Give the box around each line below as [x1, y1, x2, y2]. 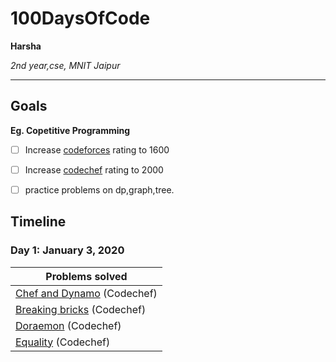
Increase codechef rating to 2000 [24, 163, 164, 176]
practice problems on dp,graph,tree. [24, 183, 175, 196]
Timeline [10, 213, 67, 231]
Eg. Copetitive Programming [10, 124, 131, 136]
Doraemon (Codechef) [15, 318, 122, 332]
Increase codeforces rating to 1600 [24, 143, 170, 156]
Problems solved [45, 269, 128, 283]
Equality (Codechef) [15, 335, 111, 349]
